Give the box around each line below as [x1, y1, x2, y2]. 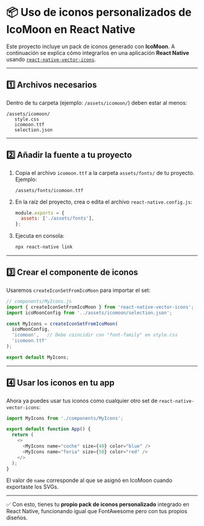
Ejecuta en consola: [15, 232, 65, 240]
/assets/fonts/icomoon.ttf [15, 187, 84, 193]
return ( [12, 432, 34, 438]
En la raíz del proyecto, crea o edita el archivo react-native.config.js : [15, 198, 192, 205]
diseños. [6, 514, 28, 522]
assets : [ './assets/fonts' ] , [21, 215, 95, 222]
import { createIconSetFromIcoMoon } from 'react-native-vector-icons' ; [6, 304, 194, 310]
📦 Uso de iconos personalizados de [6, 5, 192, 20]
